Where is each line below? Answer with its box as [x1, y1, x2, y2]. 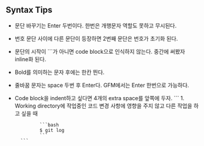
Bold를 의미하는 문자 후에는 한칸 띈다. [14, 68, 105, 76]
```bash [39, 122, 59, 128]
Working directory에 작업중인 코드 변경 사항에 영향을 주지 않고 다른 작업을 [14, 102, 192, 109]
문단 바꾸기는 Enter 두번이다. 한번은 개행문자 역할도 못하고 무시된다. [14, 21, 177, 29]
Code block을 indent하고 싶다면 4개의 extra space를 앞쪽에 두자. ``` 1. [14, 94, 185, 101]
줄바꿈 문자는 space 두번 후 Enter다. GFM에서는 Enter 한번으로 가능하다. [14, 81, 189, 89]
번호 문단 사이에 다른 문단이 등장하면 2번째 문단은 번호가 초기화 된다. [14, 35, 178, 42]
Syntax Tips [6, 5, 53, 15]
